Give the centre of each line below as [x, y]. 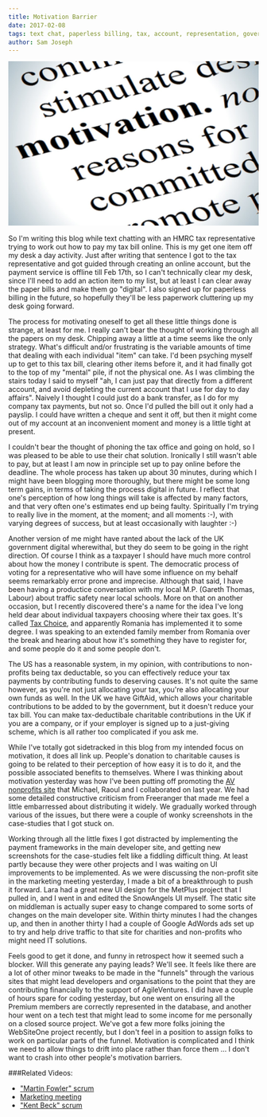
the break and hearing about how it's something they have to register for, [128, 640]
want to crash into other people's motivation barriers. [95, 1057]
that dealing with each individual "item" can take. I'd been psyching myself [130, 355]
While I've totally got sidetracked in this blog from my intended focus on [126, 747]
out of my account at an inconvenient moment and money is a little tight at [130, 423]
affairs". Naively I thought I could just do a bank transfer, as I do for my [124, 398]
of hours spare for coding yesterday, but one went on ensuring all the [122, 998]
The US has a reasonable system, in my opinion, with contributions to [122, 664]
